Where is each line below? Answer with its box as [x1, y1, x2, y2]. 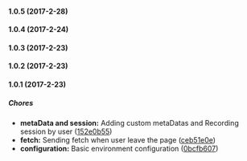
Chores [8, 98, 34, 107]
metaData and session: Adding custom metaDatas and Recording [19, 118, 239, 127]
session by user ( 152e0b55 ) [19, 127, 113, 136]
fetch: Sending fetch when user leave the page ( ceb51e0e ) [19, 135, 216, 144]
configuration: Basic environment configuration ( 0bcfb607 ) [19, 143, 219, 153]
